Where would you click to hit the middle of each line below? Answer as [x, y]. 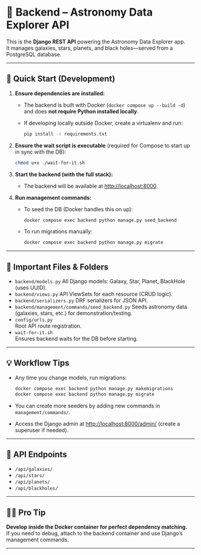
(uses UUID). [31, 288]
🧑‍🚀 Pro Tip [26, 512]
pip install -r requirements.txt [66, 134]
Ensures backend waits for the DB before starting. [76, 339]
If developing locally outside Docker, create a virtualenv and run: [103, 123]
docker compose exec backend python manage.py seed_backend [100, 220]
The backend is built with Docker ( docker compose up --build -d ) [104, 105]
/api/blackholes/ [36, 488]
